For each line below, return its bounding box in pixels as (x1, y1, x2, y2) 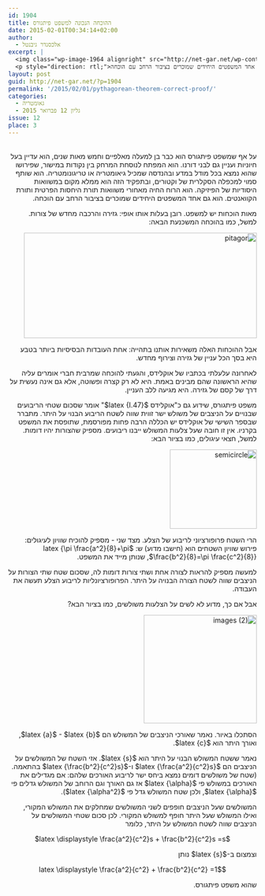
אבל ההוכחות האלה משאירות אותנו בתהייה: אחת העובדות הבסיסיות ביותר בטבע (20, 344, 257, 354)
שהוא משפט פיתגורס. (192, 879, 257, 889)
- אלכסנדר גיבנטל (15, 41, 61, 49)
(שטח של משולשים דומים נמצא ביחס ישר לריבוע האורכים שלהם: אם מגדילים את (20, 770, 257, 779)
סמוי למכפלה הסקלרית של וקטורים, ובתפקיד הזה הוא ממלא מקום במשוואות (34, 177, 257, 186)
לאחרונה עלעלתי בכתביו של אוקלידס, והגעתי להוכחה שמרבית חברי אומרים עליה (21, 368, 257, 377)
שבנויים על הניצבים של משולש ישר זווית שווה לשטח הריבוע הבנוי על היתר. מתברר (17, 408, 257, 418)
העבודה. (232, 584, 257, 593)
